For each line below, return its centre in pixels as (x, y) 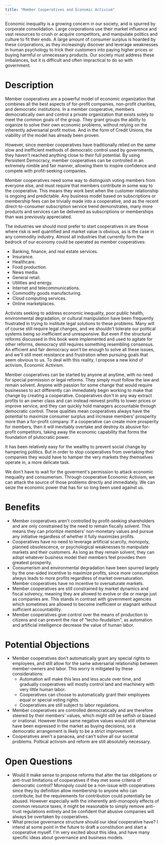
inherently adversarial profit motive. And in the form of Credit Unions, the (79, 130)
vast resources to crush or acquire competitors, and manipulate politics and (81, 34)
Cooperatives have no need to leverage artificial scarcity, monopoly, (81, 541)
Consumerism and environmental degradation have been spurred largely (85, 567)
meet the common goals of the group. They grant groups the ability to (75, 119)
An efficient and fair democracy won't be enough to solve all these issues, (80, 349)
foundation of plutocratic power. (37, 437)
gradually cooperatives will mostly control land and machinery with (87, 684)
